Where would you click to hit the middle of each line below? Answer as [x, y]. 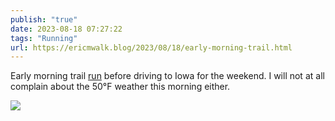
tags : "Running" [44, 38]
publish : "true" [44, 19]
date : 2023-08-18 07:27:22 [66, 29]
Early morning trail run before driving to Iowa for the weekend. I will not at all [167, 76]
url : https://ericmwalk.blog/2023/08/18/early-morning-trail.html [151, 47]
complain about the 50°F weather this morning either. [120, 87]
